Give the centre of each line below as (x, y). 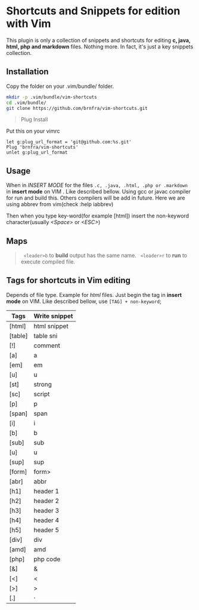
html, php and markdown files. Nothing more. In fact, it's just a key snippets (100, 47)
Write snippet (53, 316)
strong (43, 384)
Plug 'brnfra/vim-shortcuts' (42, 148)
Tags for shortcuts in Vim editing (69, 281)
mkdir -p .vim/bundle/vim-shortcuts (52, 97)
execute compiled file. (48, 262)
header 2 (46, 501)
